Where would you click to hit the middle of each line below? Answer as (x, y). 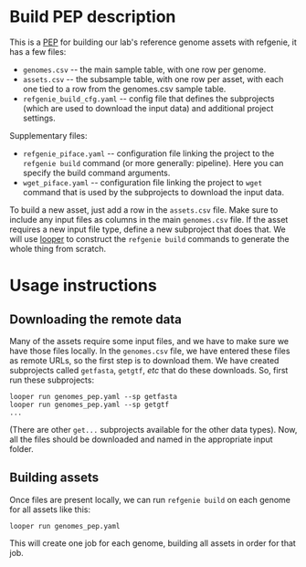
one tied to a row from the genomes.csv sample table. (124, 89)
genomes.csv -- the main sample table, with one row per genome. (144, 69)
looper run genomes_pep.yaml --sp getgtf (90, 404)
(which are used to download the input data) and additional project (148, 108)
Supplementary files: (49, 135)
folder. (21, 448)
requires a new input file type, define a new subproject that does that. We (148, 229)
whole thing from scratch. (58, 248)
